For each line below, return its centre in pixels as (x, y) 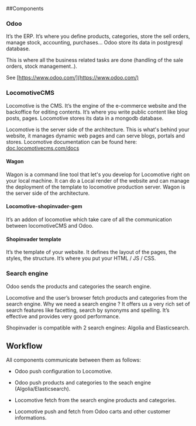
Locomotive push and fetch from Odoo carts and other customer (92, 411)
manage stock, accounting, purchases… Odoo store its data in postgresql (94, 43)
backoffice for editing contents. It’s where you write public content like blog (97, 112)
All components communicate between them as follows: (74, 360)
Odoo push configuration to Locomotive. (63, 372)
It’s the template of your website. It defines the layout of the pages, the (91, 252)
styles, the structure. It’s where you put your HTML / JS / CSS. (81, 258)
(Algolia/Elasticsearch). (42, 389)
